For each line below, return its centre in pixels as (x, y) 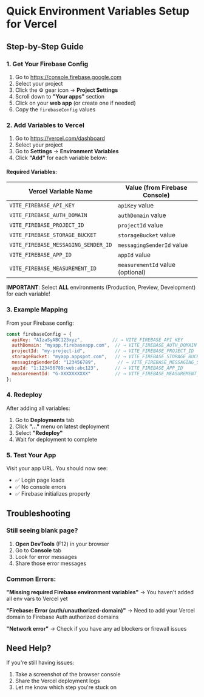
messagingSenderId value (153, 245)
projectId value (141, 225)
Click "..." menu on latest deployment (62, 426)
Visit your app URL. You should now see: (57, 468)
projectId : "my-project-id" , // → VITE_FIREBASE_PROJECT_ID (103, 351)
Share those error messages (51, 563)
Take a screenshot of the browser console (68, 674)
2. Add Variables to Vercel (46, 125)
